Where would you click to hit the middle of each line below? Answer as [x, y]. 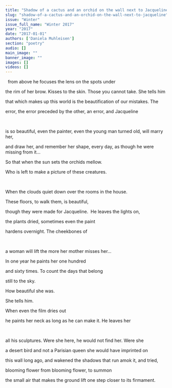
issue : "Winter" [23, 19]
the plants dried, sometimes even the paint [50, 222]
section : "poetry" [25, 44]
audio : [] [16, 48]
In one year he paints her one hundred [46, 261]
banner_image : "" [24, 58]
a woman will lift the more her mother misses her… [58, 251]
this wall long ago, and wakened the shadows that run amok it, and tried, [82, 360]
